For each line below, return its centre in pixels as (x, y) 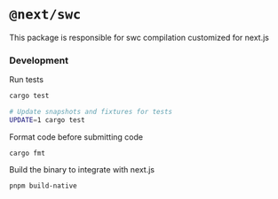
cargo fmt (28, 153)
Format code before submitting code (76, 137)
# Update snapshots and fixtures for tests (91, 112)
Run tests (27, 80)
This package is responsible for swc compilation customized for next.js (139, 37)
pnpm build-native (43, 186)
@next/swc (45, 15)
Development (39, 60)
